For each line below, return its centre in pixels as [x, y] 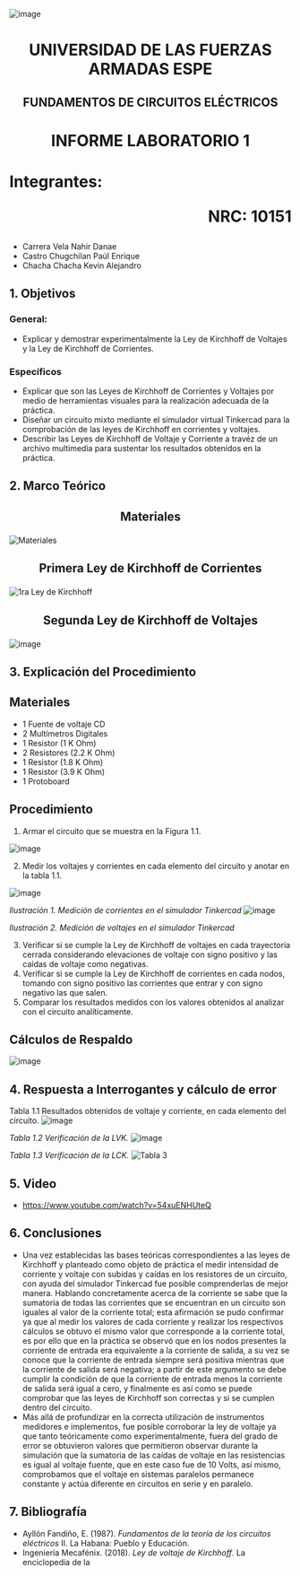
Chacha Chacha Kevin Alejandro [81, 266]
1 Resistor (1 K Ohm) [59, 743]
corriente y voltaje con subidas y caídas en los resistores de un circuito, [155, 1274]
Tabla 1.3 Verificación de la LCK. [69, 1155]
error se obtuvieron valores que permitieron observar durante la [140, 1445]
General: [28, 319]
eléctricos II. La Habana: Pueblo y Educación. [106, 1543]
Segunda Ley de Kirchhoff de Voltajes [150, 620]
